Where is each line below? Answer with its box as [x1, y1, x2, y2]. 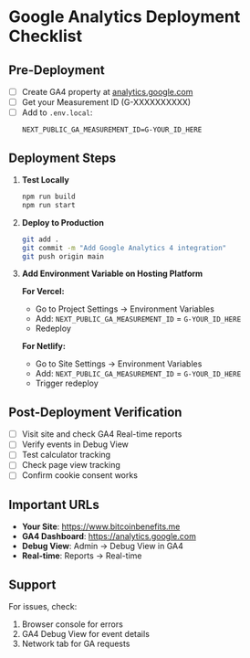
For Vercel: [21, 286, 65, 297]
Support [8, 577, 57, 592]
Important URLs [8, 496, 99, 513]
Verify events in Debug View [21, 439, 130, 450]
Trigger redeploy [35, 377, 99, 389]
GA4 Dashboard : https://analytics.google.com [21, 531, 197, 542]
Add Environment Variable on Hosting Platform [21, 268, 203, 280]
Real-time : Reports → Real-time [21, 550, 142, 561]
